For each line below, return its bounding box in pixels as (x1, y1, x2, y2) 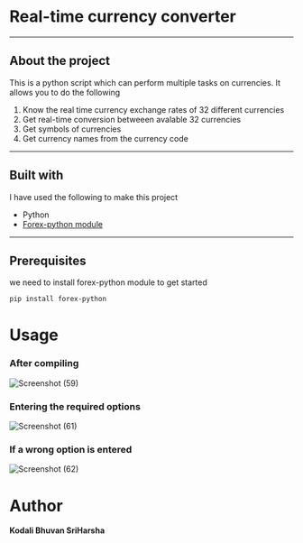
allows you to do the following (9, 87, 121, 97)
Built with (9, 168, 64, 183)
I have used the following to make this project (9, 191, 179, 202)
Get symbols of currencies (22, 124, 122, 134)
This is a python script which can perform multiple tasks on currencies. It (9, 77, 281, 87)
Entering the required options (9, 400, 142, 412)
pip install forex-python (9, 295, 106, 304)
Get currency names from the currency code (22, 133, 189, 143)
